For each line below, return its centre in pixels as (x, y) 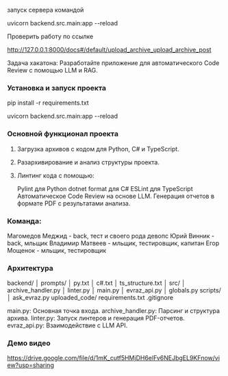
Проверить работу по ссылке (50, 36)
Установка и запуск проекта (57, 88)
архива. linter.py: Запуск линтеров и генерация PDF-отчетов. (96, 318)
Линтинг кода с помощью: (55, 175)
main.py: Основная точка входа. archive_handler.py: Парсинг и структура (114, 311)
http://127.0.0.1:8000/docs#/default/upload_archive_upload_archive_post (109, 50)
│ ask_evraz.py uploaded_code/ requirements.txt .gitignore (90, 298)
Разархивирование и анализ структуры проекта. (88, 162)
